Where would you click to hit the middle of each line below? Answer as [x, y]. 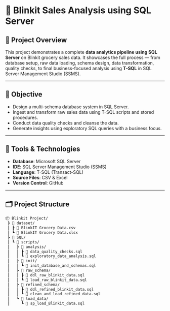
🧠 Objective [24, 94]
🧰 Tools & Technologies [43, 149]
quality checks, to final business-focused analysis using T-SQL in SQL [78, 68]
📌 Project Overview [36, 40]
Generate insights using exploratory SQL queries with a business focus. [87, 128]
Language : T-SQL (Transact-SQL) [48, 172]
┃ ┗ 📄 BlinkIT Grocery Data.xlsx [43, 233]
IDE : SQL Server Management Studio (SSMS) [59, 167]
